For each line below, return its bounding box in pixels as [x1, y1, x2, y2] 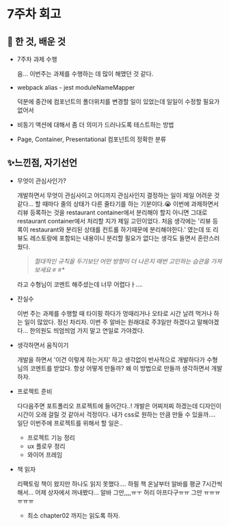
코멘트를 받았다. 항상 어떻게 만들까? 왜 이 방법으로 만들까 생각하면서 [29, 364, 210, 372]
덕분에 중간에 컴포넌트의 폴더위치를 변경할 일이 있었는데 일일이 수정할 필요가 [16, 97, 220, 105]
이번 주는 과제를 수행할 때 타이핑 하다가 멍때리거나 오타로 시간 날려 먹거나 [16, 309, 213, 317]
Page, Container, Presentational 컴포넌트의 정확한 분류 [16, 135, 166, 143]
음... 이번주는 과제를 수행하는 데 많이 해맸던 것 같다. [16, 70, 154, 77]
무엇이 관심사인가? [16, 176, 66, 185]
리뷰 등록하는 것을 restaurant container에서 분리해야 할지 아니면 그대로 [16, 208, 208, 216]
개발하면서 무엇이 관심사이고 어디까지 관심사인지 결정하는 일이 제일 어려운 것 [16, 191, 220, 199]
